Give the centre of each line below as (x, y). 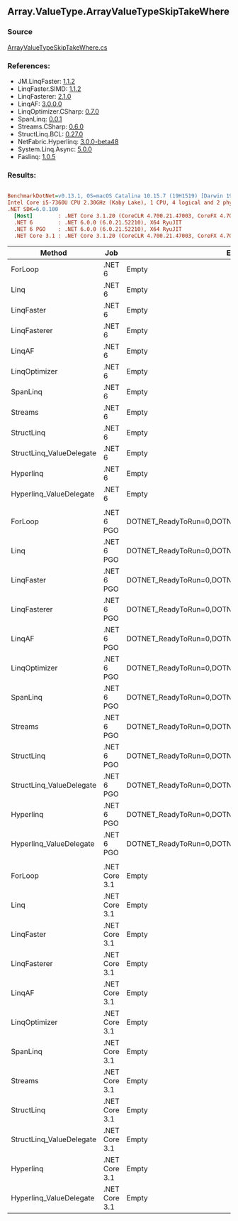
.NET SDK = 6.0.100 (33, 210)
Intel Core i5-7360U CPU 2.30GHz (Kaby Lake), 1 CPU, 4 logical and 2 (114, 203)
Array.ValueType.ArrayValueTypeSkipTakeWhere (119, 12)
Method (53, 253)
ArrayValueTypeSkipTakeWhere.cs (57, 47)
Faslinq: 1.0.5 (36, 156)
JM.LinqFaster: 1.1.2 (46, 81)
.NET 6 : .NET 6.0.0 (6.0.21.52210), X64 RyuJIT (98, 222)
